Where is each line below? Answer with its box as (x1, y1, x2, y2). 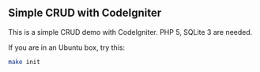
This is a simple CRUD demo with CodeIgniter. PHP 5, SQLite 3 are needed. (8, 27, 253, 36)
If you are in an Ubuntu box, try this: (8, 43, 125, 52)
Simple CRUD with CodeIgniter (8, 6, 162, 20)
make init (8, 58, 41, 66)
